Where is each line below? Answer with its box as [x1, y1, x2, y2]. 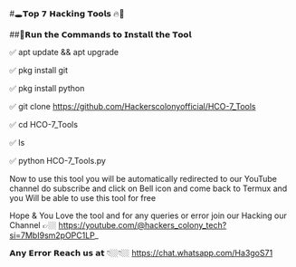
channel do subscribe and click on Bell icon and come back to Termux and [9, 183, 288, 194]
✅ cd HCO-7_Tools [9, 119, 79, 129]
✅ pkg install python [9, 83, 85, 93]
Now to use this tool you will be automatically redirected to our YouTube [9, 174, 278, 184]
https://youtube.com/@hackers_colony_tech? [58, 220, 227, 230]
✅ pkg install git [9, 65, 69, 75]
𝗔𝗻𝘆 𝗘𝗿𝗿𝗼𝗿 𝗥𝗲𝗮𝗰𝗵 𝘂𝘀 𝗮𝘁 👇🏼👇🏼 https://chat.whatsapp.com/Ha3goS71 [9, 248, 273, 258]
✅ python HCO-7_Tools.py [9, 156, 107, 166]
